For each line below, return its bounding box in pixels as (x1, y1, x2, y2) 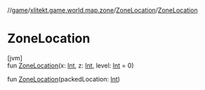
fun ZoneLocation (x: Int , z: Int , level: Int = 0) (7, 61, 134, 70)
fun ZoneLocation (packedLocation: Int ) (7, 75, 121, 83)
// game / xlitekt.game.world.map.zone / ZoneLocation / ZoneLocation (7, 6, 198, 14)
